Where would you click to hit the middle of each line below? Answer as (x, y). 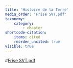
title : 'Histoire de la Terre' (37, 10)
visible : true (20, 46)
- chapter (33, 28)
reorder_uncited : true (37, 42)
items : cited (27, 37)
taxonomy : (15, 19)
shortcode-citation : (26, 33)
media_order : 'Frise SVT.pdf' (36, 14)
